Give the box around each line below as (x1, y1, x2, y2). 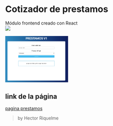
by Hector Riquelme (17, 115, 59, 121)
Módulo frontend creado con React (5, 20, 78, 26)
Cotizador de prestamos (5, 3, 108, 15)
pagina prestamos (5, 105, 43, 111)
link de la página (5, 92, 58, 100)
